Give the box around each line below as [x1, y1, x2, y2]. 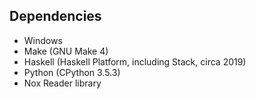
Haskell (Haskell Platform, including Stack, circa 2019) [23, 55, 247, 68]
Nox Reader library [23, 77, 102, 89]
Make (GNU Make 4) [23, 45, 109, 57]
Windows [23, 34, 63, 46]
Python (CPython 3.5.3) [23, 66, 121, 78]
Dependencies [9, 8, 102, 25]
